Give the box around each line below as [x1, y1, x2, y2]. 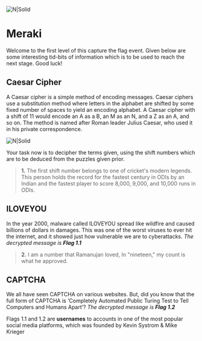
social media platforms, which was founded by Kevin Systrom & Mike [6, 322, 178, 329]
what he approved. [21, 257, 68, 264]
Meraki [6, 27, 42, 41]
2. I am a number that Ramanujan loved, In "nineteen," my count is [21, 251, 186, 258]
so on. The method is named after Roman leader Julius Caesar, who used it [6, 119, 193, 126]
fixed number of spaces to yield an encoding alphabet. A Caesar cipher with [6, 106, 195, 113]
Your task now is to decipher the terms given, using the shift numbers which [6, 149, 195, 156]
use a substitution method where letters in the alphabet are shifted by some [6, 100, 194, 107]
